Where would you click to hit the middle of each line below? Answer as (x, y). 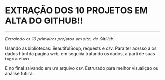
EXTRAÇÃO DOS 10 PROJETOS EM (77, 10)
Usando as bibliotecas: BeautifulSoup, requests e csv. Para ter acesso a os (81, 48)
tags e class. (18, 59)
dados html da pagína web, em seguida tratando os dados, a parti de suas (80, 53)
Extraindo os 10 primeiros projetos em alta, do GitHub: (60, 39)
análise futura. (20, 73)
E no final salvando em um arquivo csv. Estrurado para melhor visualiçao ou (82, 68)
